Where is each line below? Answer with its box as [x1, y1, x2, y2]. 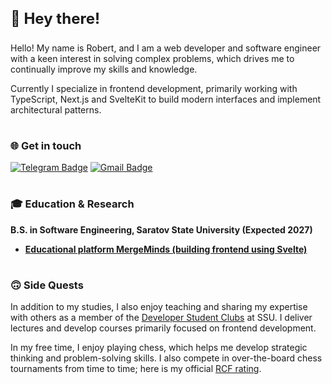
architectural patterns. [10, 103, 102, 116]
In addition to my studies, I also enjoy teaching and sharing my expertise [10, 301, 308, 313]
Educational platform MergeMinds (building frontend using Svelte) [24, 243, 308, 255]
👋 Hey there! [10, 8, 101, 28]
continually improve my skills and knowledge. [10, 63, 198, 75]
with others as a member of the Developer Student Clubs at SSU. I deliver [10, 312, 313, 324]
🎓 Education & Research [10, 197, 135, 211]
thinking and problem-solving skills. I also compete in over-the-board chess [10, 352, 323, 364]
